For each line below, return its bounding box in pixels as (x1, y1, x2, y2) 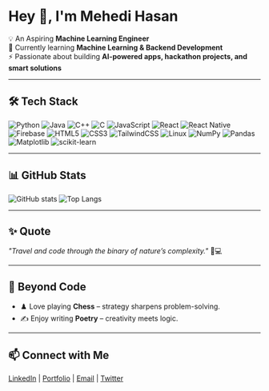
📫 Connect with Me (8, 348, 110, 362)
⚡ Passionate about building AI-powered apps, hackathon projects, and (8, 51, 248, 61)
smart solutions (8, 63, 62, 73)
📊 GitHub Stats (8, 169, 86, 182)
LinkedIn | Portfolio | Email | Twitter (8, 373, 124, 383)
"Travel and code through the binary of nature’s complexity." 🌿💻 (8, 246, 223, 256)
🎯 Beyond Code (8, 280, 86, 293)
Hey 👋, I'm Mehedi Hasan (8, 7, 179, 26)
